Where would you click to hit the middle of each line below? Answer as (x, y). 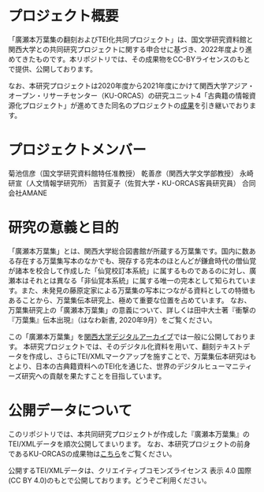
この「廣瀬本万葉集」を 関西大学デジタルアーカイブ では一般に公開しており (129, 336)
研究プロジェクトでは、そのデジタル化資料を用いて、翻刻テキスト (137, 346)
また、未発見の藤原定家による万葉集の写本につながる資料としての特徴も (138, 290)
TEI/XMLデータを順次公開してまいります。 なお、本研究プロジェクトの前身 (129, 444)
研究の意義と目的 (64, 228)
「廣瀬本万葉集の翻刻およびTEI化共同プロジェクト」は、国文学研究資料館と (131, 39)
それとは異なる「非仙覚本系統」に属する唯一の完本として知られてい (139, 280)
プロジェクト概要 (64, 16)
